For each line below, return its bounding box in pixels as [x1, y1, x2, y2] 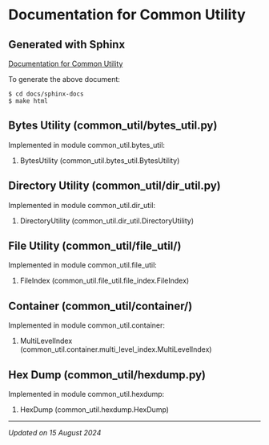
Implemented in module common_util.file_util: [8, 260, 158, 270]
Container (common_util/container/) [8, 299, 193, 312]
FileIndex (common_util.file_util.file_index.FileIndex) [19, 276, 190, 286]
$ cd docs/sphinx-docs [8, 90, 84, 98]
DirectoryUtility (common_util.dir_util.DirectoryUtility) [19, 215, 195, 226]
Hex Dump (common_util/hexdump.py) [8, 368, 207, 382]
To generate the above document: [8, 75, 120, 84]
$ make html [8, 97, 48, 105]
